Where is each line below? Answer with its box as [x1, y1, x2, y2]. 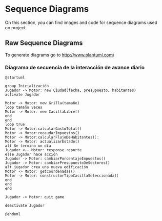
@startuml [5, 75, 25, 80]
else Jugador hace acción [5, 152, 58, 157]
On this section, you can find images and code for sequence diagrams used [5, 20, 158, 25]
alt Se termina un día [5, 143, 51, 148]
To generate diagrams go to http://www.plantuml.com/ [5, 52, 115, 58]
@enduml [5, 212, 21, 217]
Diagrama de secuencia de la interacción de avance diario [5, 64, 145, 71]
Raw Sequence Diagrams [5, 39, 83, 47]
